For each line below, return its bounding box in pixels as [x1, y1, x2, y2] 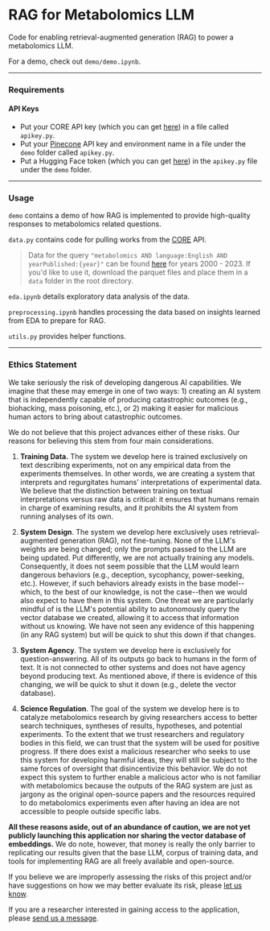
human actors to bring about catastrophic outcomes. [8, 412, 183, 421]
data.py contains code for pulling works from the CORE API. [8, 235, 207, 245]
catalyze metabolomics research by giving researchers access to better [19, 712, 258, 722]
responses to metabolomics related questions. [8, 219, 162, 229]
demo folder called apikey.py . [19, 147, 115, 158]
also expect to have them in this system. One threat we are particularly [19, 595, 255, 605]
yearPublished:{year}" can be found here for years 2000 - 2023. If [27, 259, 251, 269]
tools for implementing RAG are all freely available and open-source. [8, 856, 235, 866]
